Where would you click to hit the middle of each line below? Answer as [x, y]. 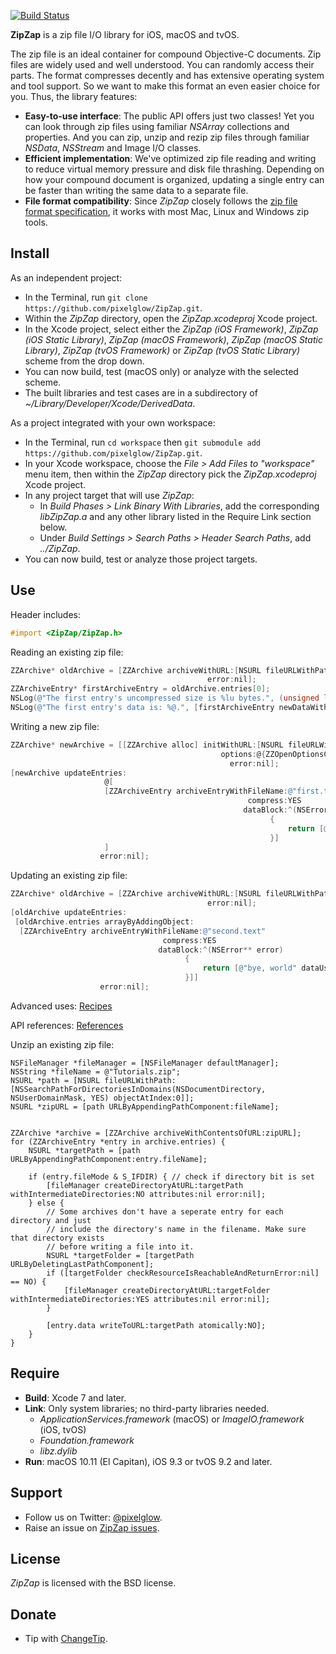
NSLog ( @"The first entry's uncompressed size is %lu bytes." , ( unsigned [165, 698]
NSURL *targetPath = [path [84, 1150]
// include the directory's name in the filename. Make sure [176, 1229]
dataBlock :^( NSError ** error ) [221, 950]
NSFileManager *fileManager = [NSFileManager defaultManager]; [145, 1063]
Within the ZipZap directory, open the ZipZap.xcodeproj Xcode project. [171, 318]
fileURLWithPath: [140, 1080]
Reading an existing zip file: [67, 652]
